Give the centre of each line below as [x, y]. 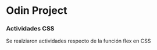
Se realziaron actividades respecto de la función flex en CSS [78, 41]
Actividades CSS [30, 29]
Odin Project [37, 11]
